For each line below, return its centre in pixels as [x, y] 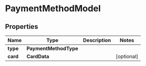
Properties [22, 27]
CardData [38, 56]
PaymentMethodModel [53, 9]
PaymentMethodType [52, 48]
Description [97, 40]
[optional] [127, 56]
